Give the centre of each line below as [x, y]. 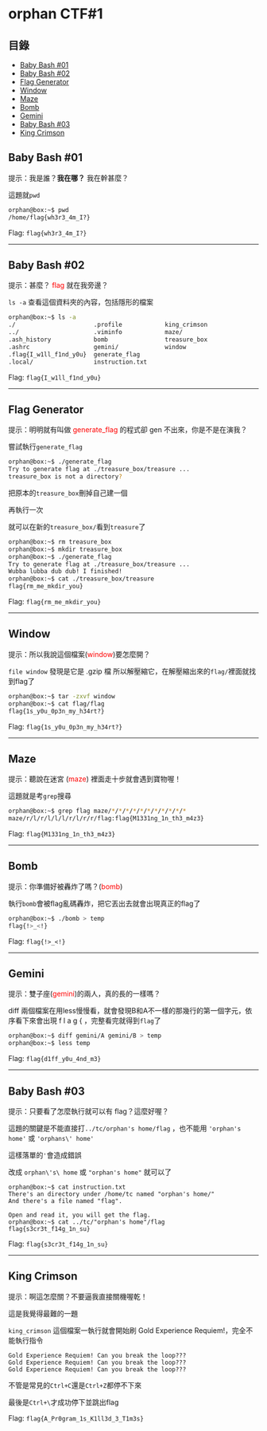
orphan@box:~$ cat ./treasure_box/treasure [81, 579]
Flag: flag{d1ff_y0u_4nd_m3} [55, 1059]
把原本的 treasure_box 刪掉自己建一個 [68, 493]
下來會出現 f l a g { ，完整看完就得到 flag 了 [91, 1020]
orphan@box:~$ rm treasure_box [60, 542]
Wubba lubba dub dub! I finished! [66, 572]
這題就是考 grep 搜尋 [40, 796]
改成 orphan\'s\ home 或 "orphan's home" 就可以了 [90, 1172]
